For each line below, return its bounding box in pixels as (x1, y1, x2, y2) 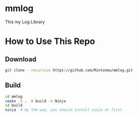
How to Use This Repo (5, 36, 95, 47)
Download (5, 55, 36, 63)
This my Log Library (5, 19, 45, 25)
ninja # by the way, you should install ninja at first (5, 107, 123, 113)
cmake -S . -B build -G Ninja (5, 99, 66, 103)
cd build (5, 103, 23, 108)
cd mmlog (5, 94, 23, 99)
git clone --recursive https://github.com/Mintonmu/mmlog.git (5, 68, 133, 73)
